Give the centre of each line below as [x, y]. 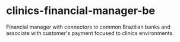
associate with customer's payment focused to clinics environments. [90, 33]
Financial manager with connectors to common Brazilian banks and [89, 27]
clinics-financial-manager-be [81, 11]
